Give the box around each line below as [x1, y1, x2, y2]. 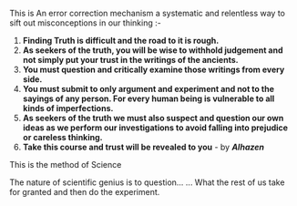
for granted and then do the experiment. [9, 187, 160, 197]
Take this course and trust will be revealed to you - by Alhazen [22, 141, 264, 152]
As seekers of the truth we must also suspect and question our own [22, 113, 284, 123]
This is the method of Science [9, 160, 122, 170]
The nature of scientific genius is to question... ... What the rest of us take [9, 177, 285, 188]
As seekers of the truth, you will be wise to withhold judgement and [22, 45, 283, 56]
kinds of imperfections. [22, 103, 114, 113]
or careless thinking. [22, 132, 103, 142]
